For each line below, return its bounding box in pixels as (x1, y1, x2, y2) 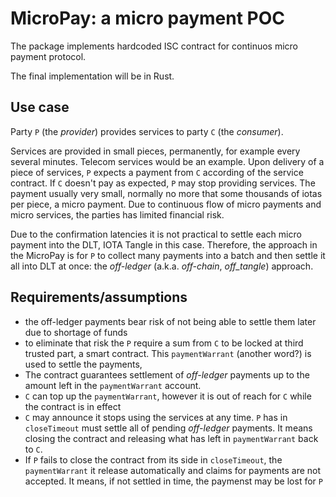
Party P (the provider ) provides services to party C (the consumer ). (10, 125, 284, 137)
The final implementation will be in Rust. (10, 70, 175, 82)
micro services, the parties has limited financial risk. (10, 208, 225, 221)
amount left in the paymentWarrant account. (24, 379, 202, 391)
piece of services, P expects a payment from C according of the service (10, 166, 304, 178)
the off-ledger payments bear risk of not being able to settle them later (24, 315, 317, 327)
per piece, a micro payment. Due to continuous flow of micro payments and (10, 198, 322, 210)
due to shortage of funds (24, 326, 128, 338)
